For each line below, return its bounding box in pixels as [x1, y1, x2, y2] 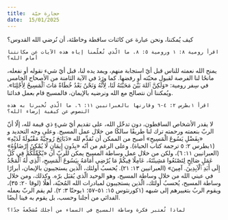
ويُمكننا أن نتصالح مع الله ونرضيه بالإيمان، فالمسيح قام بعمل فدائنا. [7, 88, 173, 96]
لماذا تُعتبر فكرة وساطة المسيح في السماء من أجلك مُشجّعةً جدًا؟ [7, 206, 186, 213]
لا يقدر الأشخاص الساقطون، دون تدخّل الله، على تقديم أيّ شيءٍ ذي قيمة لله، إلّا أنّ [7, 120, 214, 128]
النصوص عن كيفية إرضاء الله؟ [7, 107, 90, 115]
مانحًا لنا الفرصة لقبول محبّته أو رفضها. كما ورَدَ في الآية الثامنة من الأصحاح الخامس [7, 73, 214, 82]
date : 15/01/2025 [7, 16, 60, 23]
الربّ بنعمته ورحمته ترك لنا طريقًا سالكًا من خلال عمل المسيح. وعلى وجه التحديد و [7, 127, 214, 135]
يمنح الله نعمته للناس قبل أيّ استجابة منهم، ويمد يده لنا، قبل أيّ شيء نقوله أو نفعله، [7, 66, 217, 74]
